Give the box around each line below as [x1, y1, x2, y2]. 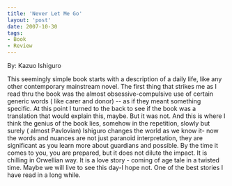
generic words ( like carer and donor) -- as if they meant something [7, 97, 201, 105]
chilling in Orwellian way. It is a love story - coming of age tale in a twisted [7, 156, 219, 164]
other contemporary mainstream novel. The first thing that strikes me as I [7, 83, 217, 90]
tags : [7, 29, 23, 37]
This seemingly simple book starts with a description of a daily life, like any [7, 75, 222, 83]
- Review [7, 42, 33, 49]
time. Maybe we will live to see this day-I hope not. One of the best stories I [7, 164, 224, 171]
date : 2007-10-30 [7, 23, 58, 30]
